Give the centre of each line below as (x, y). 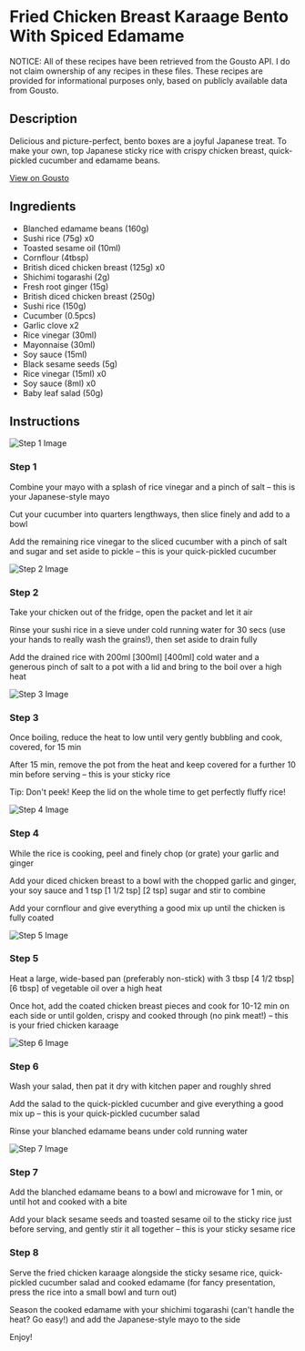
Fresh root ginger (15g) (66, 286)
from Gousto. (34, 90)
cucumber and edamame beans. (100, 160)
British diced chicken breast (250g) (89, 296)
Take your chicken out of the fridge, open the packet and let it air (131, 612)
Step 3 (24, 717)
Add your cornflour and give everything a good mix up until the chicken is (147, 908)
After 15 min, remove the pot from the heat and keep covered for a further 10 (152, 765)
